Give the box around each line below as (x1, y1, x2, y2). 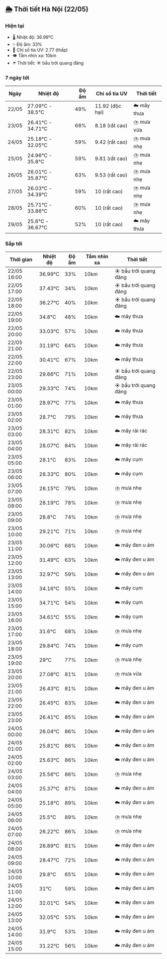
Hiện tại (5, 22, 24, 29)
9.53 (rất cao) (94, 172, 128, 178)
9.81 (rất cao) (94, 155, 128, 162)
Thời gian (9, 256, 33, 263)
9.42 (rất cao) (94, 139, 128, 146)
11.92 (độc (94, 102, 122, 109)
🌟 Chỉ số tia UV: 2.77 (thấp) (12, 47, 68, 53)
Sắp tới (5, 240, 22, 247)
